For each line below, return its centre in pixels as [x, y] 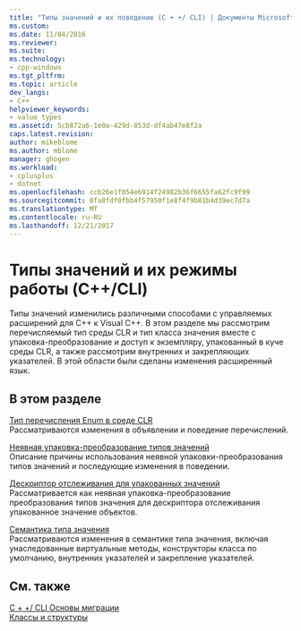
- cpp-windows [36, 68]
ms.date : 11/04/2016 [48, 34]
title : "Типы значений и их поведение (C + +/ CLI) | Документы [132, 17]
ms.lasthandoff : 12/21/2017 [62, 226]
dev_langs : [30, 92]
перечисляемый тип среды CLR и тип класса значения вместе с [133, 333]
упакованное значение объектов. [73, 512]
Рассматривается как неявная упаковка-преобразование [120, 493]
